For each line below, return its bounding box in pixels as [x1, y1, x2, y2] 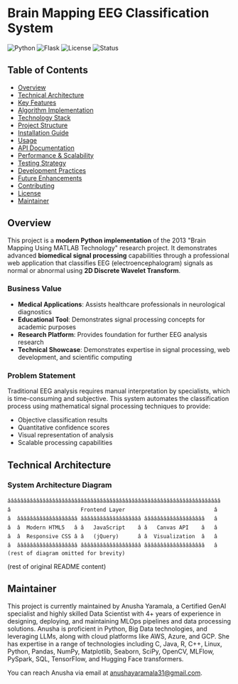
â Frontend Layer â [7, 506, 218, 513]
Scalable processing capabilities [17, 439, 113, 447]
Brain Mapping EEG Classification [7, 5, 210, 21]
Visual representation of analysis [17, 431, 114, 439]
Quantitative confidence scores [17, 423, 110, 432]
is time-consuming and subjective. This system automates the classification [7, 395, 229, 403]
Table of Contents [7, 64, 89, 76]
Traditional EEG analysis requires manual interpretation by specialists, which [7, 387, 231, 395]
